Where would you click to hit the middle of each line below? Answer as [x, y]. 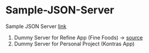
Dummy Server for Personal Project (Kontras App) [74, 44]
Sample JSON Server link [36, 26]
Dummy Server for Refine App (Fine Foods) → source [78, 37]
